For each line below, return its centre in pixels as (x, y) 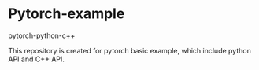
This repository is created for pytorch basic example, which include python (130, 50)
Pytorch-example (67, 14)
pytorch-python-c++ (42, 35)
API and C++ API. (37, 59)
